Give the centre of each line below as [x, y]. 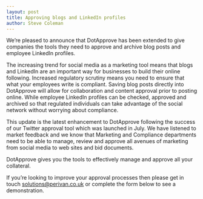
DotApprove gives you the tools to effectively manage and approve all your [99, 160]
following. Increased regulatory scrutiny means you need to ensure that [95, 78]
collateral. [19, 166]
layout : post [23, 12]
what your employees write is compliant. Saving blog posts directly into [95, 84]
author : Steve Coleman [35, 23]
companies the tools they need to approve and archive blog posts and [94, 47]
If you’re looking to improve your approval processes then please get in [95, 178]
